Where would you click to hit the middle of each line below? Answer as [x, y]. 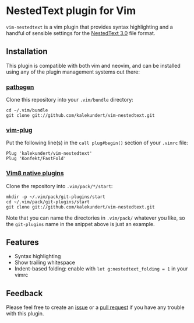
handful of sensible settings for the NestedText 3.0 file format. [81, 33]
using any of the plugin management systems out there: [73, 72]
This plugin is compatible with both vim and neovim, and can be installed [93, 65]
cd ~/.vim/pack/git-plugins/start [48, 202]
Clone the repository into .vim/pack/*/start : [59, 186]
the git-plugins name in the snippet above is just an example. [80, 224]
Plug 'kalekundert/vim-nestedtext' [49, 154]
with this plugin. [25, 314]
